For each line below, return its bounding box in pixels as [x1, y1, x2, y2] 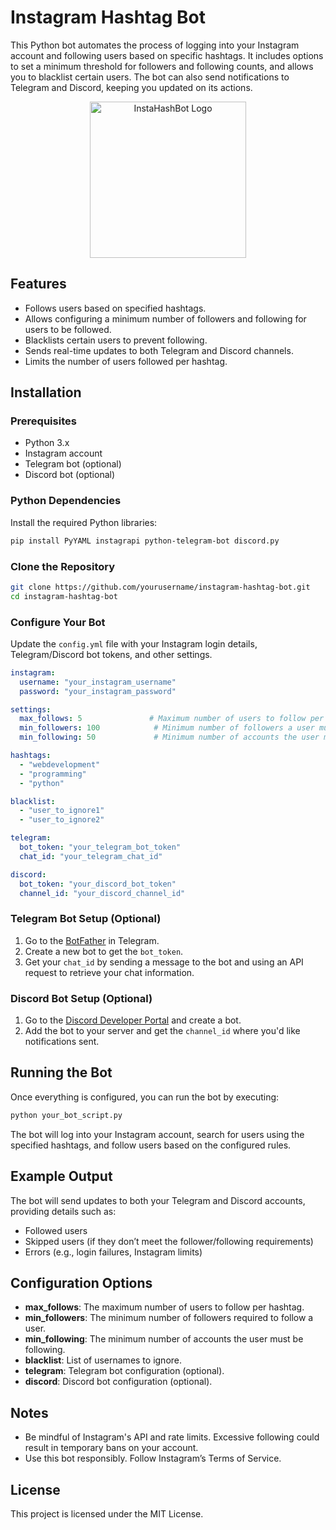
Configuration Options [10, 1274, 153, 1291]
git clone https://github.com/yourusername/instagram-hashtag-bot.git [10, 582, 311, 592]
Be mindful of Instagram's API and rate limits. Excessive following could [24, 1431, 320, 1443]
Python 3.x [24, 437, 70, 449]
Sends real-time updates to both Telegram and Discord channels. [24, 344, 294, 356]
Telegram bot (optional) [24, 458, 122, 470]
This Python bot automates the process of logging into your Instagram [10, 39, 300, 51]
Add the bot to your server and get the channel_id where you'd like [24, 1025, 301, 1037]
